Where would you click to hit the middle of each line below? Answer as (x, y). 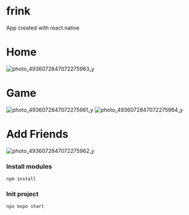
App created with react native (43, 28)
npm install (21, 179)
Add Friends (37, 134)
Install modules (29, 166)
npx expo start (25, 207)
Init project (23, 194)
